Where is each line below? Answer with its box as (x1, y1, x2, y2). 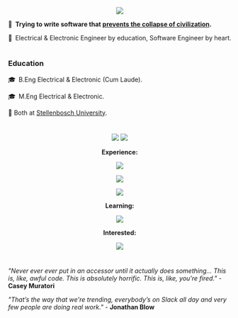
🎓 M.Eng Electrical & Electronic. (8, 92, 105, 101)
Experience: (101, 147, 138, 156)
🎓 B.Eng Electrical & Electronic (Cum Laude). (8, 75, 143, 84)
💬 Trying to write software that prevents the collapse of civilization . (8, 20, 212, 28)
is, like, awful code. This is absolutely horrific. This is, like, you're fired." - (8, 273, 222, 283)
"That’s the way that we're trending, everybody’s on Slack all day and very (8, 295, 227, 304)
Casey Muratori (8, 281, 55, 290)
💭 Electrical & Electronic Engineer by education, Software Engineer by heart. (8, 34, 232, 42)
